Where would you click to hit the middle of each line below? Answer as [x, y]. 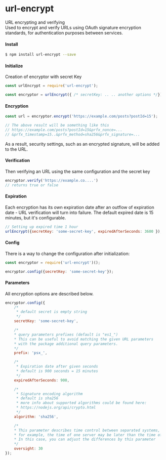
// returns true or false [32, 185]
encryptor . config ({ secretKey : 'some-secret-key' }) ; [59, 272]
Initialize [14, 66]
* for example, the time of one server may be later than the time [85, 435]
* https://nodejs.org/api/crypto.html [56, 408]
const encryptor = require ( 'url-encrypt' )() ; [53, 262]
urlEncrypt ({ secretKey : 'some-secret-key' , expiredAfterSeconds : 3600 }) [83, 231]
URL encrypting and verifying [35, 22]
